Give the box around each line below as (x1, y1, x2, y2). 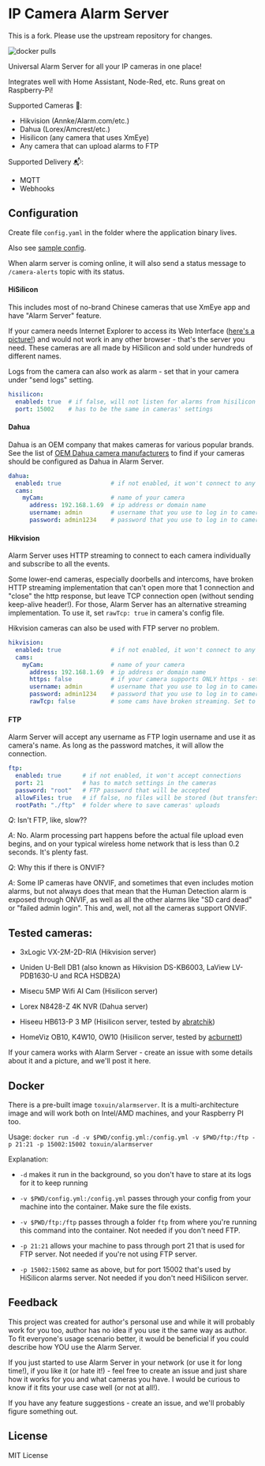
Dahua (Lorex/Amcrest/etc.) (19, 124, 110, 134)
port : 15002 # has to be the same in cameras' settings (15, 405, 214, 413)
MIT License (8, 1450, 49, 1460)
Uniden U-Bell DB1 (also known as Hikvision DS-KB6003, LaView (19, 963, 230, 972)
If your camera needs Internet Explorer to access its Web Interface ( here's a (8, 326, 255, 335)
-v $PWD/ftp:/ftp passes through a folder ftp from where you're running (19, 1218, 258, 1227)
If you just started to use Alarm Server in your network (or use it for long (8, 1358, 243, 1367)
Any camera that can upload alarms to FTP (19, 141, 159, 150)
